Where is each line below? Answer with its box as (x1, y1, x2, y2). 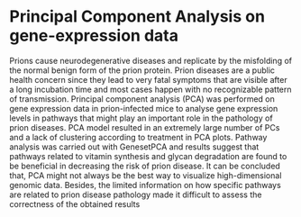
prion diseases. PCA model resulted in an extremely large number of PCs (9, 122, 280, 132)
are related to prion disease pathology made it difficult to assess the (9, 189, 262, 200)
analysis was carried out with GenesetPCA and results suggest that (9, 141, 260, 152)
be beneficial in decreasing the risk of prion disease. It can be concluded (9, 160, 281, 171)
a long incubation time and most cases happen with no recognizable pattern (9, 84, 292, 95)
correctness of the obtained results (9, 198, 141, 209)
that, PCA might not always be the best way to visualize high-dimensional (9, 169, 282, 181)
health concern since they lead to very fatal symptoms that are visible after (9, 74, 287, 85)
